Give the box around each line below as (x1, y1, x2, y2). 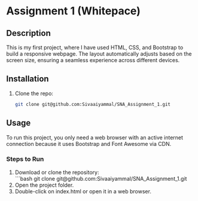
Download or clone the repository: (14, 169, 99, 176)
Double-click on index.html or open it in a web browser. (14, 187, 151, 195)
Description (6, 28, 51, 38)
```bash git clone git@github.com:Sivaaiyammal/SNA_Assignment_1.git (14, 175, 187, 182)
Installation (6, 74, 49, 84)
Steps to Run (6, 155, 44, 163)
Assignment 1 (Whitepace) (6, 4, 141, 18)
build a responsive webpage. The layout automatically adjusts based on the (6, 50, 192, 57)
